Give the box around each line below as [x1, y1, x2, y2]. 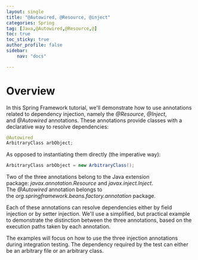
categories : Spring [6, 20, 55, 26]
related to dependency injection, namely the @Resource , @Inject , [6, 110, 167, 117]
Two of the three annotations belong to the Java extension [6, 173, 150, 181]
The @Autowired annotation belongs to [6, 186, 103, 193]
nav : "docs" [17, 53, 47, 59]
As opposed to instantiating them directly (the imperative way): [6, 151, 161, 158]
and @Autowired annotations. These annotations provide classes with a [6, 117, 182, 124]
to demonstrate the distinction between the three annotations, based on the [6, 216, 192, 224]
